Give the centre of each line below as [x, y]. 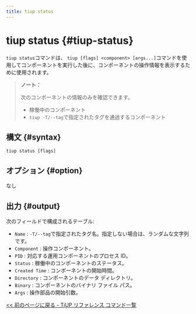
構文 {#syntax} [34, 137]
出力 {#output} [33, 206]
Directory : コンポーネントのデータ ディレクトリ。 [75, 278]
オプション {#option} [44, 170]
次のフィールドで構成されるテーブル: [50, 221]
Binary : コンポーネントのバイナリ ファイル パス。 [75, 285]
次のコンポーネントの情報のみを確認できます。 [77, 97]
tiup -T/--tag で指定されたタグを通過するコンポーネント [97, 117]
